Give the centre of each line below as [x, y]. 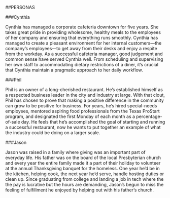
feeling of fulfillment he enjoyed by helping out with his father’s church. [79, 190]
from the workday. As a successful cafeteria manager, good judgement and [84, 54]
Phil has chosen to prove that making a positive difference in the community [84, 100]
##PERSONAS [20, 7]
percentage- [149, 116]
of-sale [13, 122]
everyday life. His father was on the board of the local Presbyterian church [83, 157]
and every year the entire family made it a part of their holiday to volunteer [83, 163]
